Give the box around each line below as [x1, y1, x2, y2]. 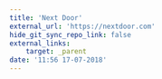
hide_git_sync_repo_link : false [9, 30, 131, 39]
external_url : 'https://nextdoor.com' [9, 22, 156, 31]
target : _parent [25, 47, 88, 56]
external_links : [9, 38, 71, 48]
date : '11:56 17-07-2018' [9, 55, 107, 64]
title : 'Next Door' [9, 13, 83, 23]
